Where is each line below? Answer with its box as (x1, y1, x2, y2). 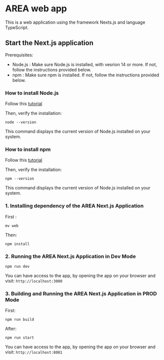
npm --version (5, 176, 35, 181)
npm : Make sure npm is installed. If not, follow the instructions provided (12, 72, 160, 78)
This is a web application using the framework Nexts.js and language (5, 19, 146, 25)
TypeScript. (5, 24, 29, 30)
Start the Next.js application (5, 39, 94, 47)
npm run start (5, 335, 35, 340)
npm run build (5, 317, 35, 322)
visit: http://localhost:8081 (5, 349, 63, 355)
